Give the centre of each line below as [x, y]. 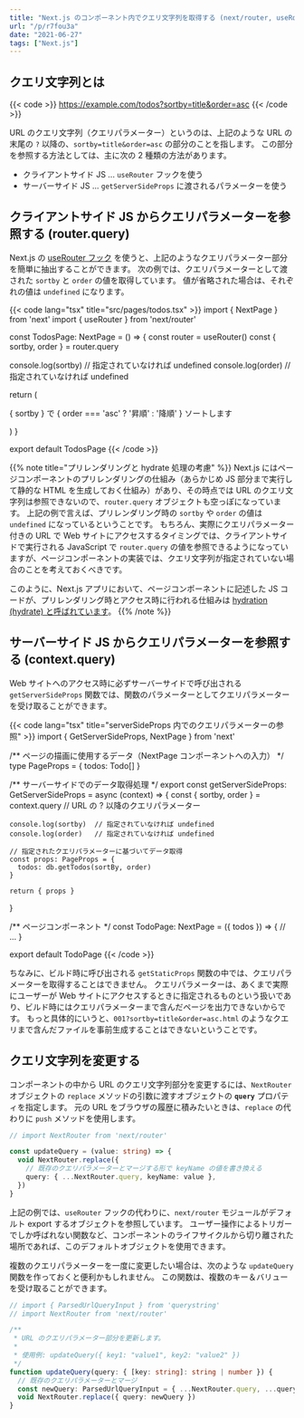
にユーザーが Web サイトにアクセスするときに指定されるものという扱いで [147, 995]
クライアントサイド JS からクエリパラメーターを [144, 217]
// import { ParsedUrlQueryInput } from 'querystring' [115, 1305]
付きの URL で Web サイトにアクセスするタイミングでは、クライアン [137, 535]
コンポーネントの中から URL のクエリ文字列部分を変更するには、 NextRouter [151, 1084]
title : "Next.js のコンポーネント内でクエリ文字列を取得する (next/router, [141, 18]
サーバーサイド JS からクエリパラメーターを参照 [144, 642]
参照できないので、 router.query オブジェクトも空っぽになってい [153, 501]
